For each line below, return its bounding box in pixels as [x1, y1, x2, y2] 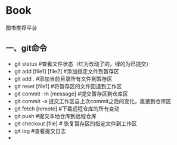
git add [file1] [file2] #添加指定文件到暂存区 [14, 67, 120, 75]
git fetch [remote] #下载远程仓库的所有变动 [14, 105, 120, 112]
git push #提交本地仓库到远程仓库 [14, 112, 97, 119]
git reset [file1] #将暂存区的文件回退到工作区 [14, 82, 122, 90]
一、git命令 [5, 43, 47, 54]
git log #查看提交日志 [14, 127, 66, 134]
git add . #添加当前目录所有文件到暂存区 [14, 75, 113, 82]
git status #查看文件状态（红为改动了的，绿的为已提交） [14, 60, 152, 67]
